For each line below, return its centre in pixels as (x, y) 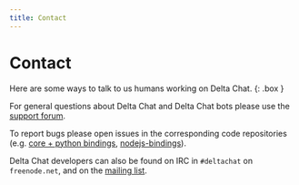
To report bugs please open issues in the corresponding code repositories (149, 133)
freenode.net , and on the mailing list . (78, 170)
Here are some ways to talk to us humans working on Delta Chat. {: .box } (147, 88)
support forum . (38, 116)
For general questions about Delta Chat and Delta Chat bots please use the (150, 106)
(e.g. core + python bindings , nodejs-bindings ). (98, 143)
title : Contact (38, 18)
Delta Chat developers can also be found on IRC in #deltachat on (131, 160)
